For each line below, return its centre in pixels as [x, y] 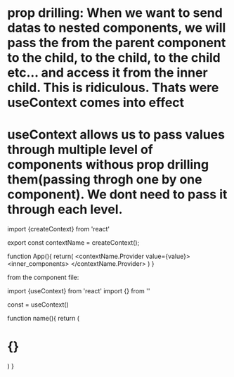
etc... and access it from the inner [108, 73]
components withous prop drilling [108, 165]
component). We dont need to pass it [117, 194]
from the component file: [43, 277]
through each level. [65, 210]
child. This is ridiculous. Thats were [113, 88]
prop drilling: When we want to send [115, 13]
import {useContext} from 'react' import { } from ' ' [79, 291]
